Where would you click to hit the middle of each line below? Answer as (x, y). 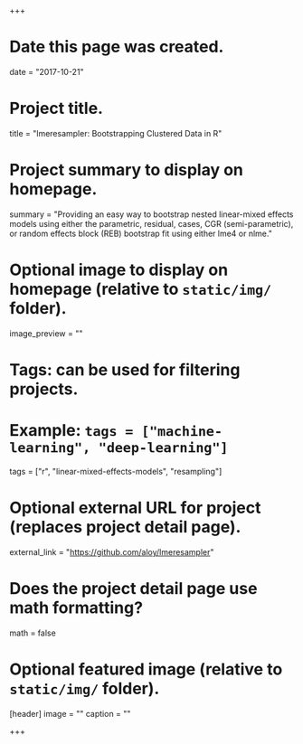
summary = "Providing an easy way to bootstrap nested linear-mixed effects (151, 214)
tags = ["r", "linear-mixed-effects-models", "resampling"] (116, 471)
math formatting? (76, 607)
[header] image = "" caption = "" (70, 713)
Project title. (57, 108)
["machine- (182, 432)
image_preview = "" (46, 333)
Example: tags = (71, 431)
